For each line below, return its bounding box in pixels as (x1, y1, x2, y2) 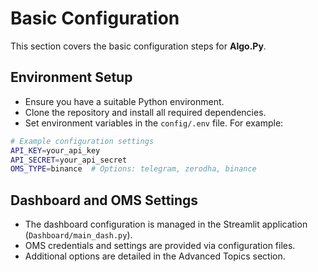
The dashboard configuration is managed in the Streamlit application (24, 218, 308, 231)
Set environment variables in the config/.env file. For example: (24, 117, 284, 129)
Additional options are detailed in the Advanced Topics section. (24, 250, 286, 262)
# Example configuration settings (10, 136, 155, 146)
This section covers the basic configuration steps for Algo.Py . (10, 40, 267, 52)
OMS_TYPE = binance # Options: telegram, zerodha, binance (10, 164, 257, 174)
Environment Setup (10, 69, 133, 86)
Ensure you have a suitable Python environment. (24, 95, 225, 107)
